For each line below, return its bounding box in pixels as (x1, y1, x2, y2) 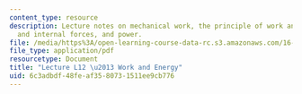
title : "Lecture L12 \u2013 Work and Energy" (9, 64, 182, 73)
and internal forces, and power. (17, 30, 143, 38)
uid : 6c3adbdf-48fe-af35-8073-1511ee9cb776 (9, 72, 175, 81)
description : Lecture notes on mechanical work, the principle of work (9, 21, 283, 30)
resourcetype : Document (9, 55, 99, 64)
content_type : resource (9, 13, 99, 22)
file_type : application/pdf (9, 47, 115, 56)
